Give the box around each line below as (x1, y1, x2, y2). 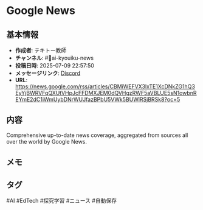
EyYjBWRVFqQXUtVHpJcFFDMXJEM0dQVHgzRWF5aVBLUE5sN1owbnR (15, 89, 197, 96)
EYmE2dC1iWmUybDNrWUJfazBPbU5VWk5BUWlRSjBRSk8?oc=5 (15, 96, 181, 103)
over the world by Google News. (6, 138, 87, 145)
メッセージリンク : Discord (15, 69, 81, 77)
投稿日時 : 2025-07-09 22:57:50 (15, 62, 94, 69)
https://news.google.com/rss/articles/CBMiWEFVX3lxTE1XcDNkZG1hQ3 (15, 83, 196, 90)
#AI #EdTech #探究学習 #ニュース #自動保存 (6, 197, 117, 205)
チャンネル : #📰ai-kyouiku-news (15, 54, 94, 61)
